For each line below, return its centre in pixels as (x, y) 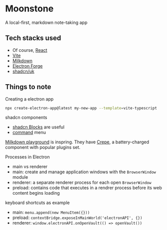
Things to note (28, 87)
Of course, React (30, 50)
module (20, 177)
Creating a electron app (29, 99)
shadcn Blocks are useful (38, 127)
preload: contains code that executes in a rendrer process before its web (87, 188)
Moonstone (29, 9)
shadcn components (26, 117)
